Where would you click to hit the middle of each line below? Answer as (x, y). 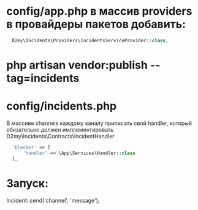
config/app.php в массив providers (99, 11)
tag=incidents (43, 78)
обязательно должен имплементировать (60, 129)
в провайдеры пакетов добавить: (96, 24)
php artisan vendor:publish (77, 65)
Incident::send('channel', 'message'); (53, 200)
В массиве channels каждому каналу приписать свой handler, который (99, 123)
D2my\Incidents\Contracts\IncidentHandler (60, 136)
